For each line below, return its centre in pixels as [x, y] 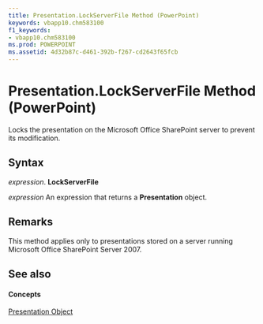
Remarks [31, 222]
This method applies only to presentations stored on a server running [120, 240]
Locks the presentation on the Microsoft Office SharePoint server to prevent [131, 129]
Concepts [24, 294]
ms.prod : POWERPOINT [42, 45]
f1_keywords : [30, 30]
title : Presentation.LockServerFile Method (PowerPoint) [104, 15]
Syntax [26, 163]
